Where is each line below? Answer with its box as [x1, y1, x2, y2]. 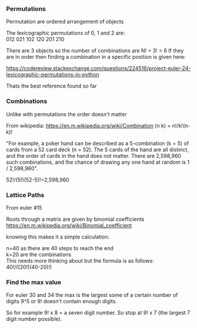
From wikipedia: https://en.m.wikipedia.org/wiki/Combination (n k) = [6, 122, 171, 129]
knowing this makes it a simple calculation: [6, 233, 110, 240]
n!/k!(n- [172, 122, 191, 129]
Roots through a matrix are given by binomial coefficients [6, 216, 145, 223]
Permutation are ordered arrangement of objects [6, 18, 124, 25]
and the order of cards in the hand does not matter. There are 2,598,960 [6, 152, 181, 159]
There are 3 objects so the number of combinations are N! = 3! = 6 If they [6, 47, 184, 54]
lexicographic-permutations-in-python [6, 71, 99, 78]
